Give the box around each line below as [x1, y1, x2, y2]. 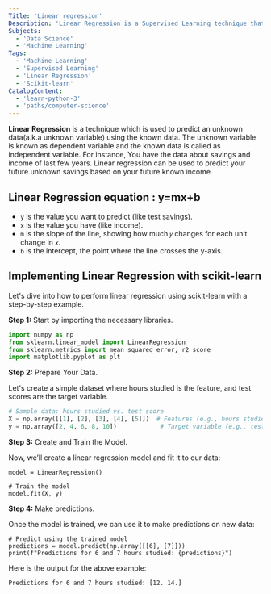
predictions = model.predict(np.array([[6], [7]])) [8, 542, 186, 550]
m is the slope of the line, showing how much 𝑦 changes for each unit [19, 228, 248, 238]
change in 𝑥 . [19, 237, 61, 247]
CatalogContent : [8, 86, 63, 95]
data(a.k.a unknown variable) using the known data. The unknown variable [8, 132, 256, 142]
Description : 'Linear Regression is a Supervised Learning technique [8, 19, 248, 27]
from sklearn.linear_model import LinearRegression [8, 338, 186, 346]
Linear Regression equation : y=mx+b [8, 190, 201, 204]
